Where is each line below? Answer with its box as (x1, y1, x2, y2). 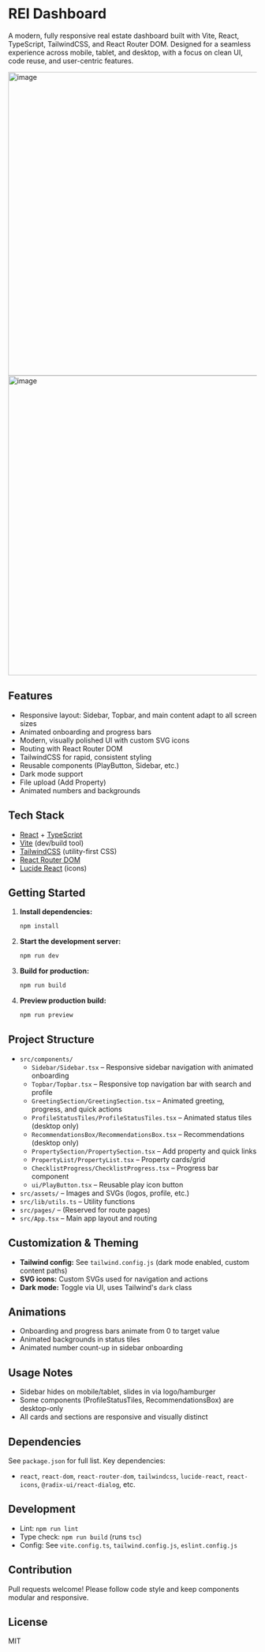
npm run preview (19, 1011, 73, 1019)
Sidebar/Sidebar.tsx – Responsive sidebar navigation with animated (31, 1062, 254, 1071)
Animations (8, 1305, 66, 1319)
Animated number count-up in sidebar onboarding (19, 1343, 183, 1353)
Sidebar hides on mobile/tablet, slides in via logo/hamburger (19, 1387, 216, 1397)
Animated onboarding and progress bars (19, 727, 152, 736)
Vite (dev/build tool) (19, 838, 84, 848)
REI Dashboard (8, 5, 107, 23)
